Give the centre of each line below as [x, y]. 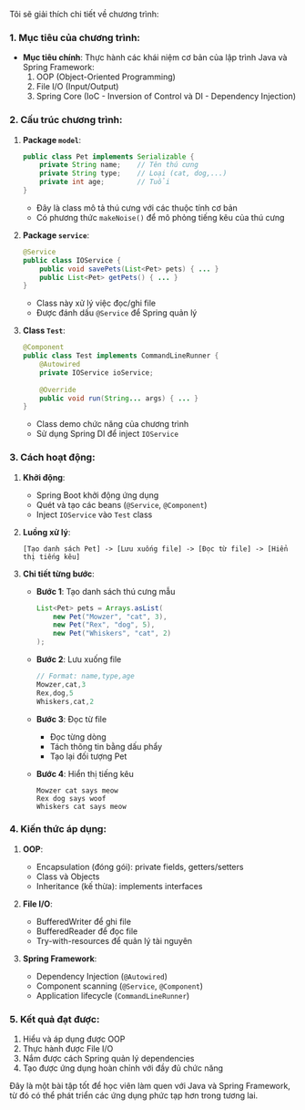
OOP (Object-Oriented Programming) [106, 77]
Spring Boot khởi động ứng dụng [97, 495]
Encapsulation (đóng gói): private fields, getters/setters [140, 866]
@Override [58, 389]
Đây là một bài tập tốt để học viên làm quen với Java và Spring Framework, [150, 1086]
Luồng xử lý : [46, 532]
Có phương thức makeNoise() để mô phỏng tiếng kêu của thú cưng [160, 217]
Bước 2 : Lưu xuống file [79, 659]
